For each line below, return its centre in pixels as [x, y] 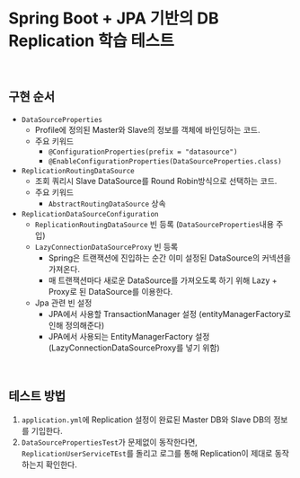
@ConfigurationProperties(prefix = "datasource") [143, 152]
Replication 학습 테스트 [92, 41]
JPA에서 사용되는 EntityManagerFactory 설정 [129, 336]
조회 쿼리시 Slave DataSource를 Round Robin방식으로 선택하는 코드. [156, 181]
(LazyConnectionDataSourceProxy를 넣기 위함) [134, 348]
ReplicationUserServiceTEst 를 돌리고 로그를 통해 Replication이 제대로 [147, 453]
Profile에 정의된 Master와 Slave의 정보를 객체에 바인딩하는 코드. [147, 129]
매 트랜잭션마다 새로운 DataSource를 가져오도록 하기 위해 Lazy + [163, 280]
